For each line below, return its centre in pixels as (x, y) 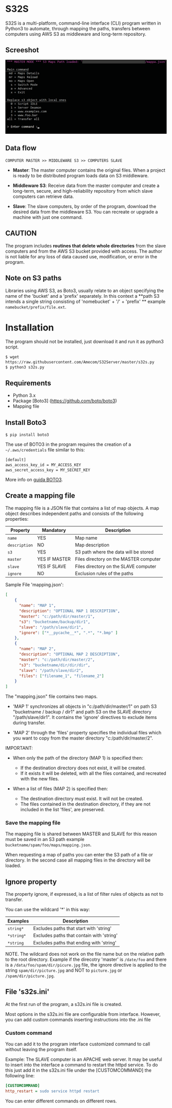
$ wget (12, 357)
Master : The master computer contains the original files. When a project (89, 170)
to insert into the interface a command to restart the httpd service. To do (82, 1065)
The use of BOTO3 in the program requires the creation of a (68, 444)
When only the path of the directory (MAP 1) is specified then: (78, 758)
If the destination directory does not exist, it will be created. (83, 768)
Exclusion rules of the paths (104, 573)
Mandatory (54, 530)
